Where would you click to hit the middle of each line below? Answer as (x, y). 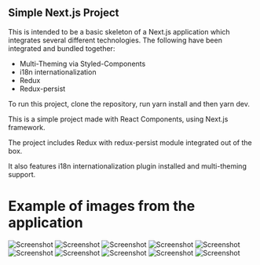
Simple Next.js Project (64, 13)
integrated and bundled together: (62, 48)
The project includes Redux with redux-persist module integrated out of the (130, 142)
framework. (27, 127)
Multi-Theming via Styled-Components (82, 64)
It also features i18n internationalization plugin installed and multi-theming (128, 166)
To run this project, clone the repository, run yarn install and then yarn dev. (129, 103)
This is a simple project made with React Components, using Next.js (118, 119)
